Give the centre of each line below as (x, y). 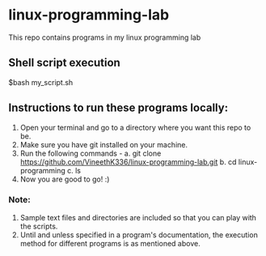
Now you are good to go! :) (65, 179)
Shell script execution (65, 63)
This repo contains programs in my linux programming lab (105, 37)
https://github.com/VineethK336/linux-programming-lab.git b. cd (128, 162)
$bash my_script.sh (41, 82)
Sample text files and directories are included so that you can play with (138, 217)
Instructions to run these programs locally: (118, 108)
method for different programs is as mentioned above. (110, 243)
